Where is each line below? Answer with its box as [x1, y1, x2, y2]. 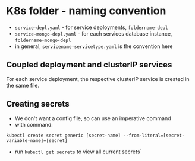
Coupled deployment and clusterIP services [6, 60, 172, 70]
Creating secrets [6, 99, 70, 109]
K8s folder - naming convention [6, 4, 166, 18]
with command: [14, 121, 54, 128]
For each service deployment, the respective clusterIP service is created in [6, 75, 190, 82]
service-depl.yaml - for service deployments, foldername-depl [14, 24, 168, 31]
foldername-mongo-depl [14, 37, 71, 43]
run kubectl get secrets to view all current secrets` [14, 148, 142, 155]
